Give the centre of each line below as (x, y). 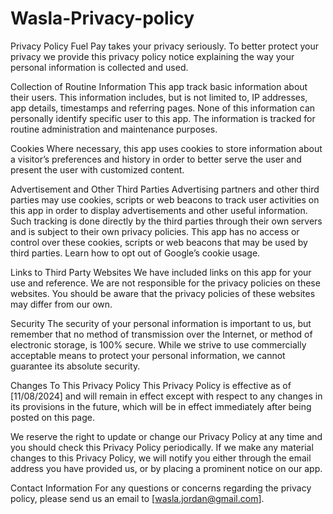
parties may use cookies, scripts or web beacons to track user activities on (165, 199)
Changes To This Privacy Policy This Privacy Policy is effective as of (151, 385)
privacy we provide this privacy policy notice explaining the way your (152, 56)
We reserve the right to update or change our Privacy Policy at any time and (166, 436)
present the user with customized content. (97, 169)
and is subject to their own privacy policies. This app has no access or (155, 231)
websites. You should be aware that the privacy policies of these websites (163, 293)
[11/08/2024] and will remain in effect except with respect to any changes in (166, 396)
